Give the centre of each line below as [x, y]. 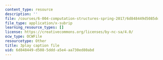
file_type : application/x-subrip [39, 23]
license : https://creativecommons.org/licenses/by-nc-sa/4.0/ [69, 32]
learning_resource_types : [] [34, 28]
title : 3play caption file [32, 45]
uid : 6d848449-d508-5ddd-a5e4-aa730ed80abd [50, 50]
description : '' [21, 14]
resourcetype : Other [26, 41]
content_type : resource [29, 9]
